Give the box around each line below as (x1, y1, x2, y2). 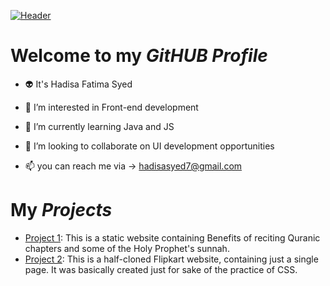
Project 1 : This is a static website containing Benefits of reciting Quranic (24, 231, 321, 244)
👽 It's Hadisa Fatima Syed (24, 78, 133, 90)
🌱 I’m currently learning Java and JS (24, 120, 175, 132)
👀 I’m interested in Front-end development (24, 101, 199, 113)
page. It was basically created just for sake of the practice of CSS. (24, 263, 298, 275)
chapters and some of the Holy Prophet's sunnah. (24, 242, 230, 254)
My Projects (10, 199, 113, 222)
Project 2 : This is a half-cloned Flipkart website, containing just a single (24, 253, 319, 265)
